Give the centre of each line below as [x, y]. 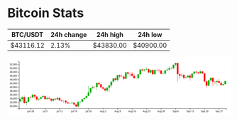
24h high [110, 35]
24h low [150, 35]
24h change [69, 35]
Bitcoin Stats [46, 13]
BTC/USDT [28, 35]
